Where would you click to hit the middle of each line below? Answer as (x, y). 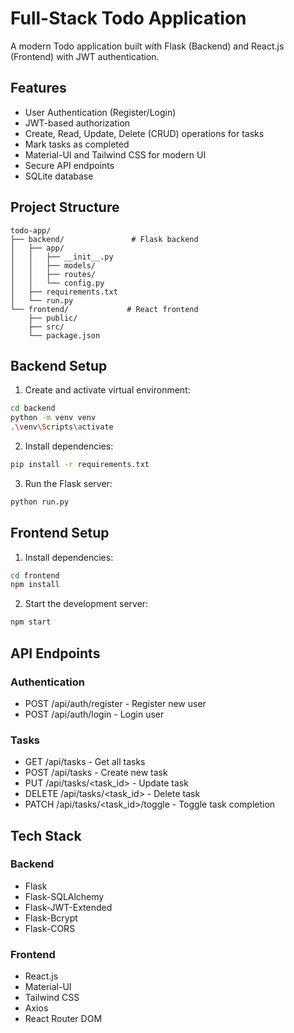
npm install (35, 585)
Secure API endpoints (69, 165)
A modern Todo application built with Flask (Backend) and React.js (147, 46)
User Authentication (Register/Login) (100, 112)
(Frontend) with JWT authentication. (85, 56)
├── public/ (53, 318)
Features (38, 88)
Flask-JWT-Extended (68, 907)
